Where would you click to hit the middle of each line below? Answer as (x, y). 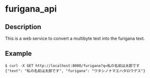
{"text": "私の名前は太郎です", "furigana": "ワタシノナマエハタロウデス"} (75, 71)
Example (18, 54)
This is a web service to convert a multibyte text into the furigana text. (75, 38)
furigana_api (31, 9)
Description (23, 27)
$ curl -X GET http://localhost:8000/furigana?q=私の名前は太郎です (72, 66)
